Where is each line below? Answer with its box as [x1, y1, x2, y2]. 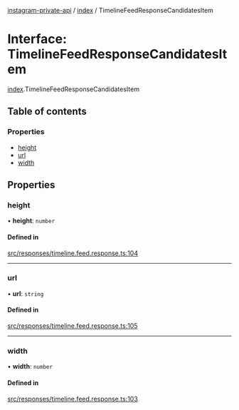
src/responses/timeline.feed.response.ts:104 [7, 249, 139, 257]
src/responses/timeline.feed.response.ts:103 [7, 394, 139, 403]
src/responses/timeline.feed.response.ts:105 [7, 322, 138, 330]
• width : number [7, 362, 53, 371]
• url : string [7, 289, 44, 298]
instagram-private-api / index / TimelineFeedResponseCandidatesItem [7, 6, 213, 14]
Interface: [7, 31, 68, 47]
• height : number [7, 217, 55, 225]
